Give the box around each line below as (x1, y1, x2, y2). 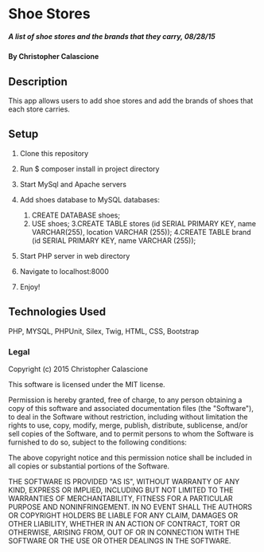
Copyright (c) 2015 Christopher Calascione (8, 364, 149, 374)
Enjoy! (19, 282, 41, 292)
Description (8, 75, 68, 88)
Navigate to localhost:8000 (19, 266, 110, 276)
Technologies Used (8, 305, 106, 319)
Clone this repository (19, 148, 89, 158)
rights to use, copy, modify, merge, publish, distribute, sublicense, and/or (8, 420, 248, 430)
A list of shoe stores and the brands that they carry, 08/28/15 (8, 31, 216, 41)
